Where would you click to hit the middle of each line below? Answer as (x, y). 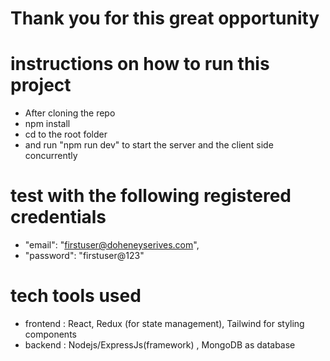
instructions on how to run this (140, 64)
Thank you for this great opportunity (165, 18)
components (50, 334)
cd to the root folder (66, 134)
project (41, 85)
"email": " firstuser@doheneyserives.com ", (112, 245)
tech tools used (76, 296)
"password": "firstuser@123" (84, 256)
